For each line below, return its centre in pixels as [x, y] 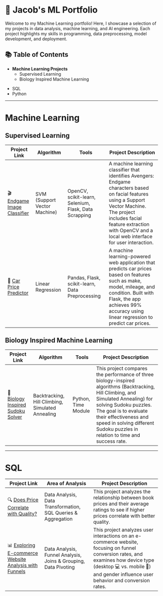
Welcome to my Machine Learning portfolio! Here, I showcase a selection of [81, 23]
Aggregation [58, 519]
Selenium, [79, 203]
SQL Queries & [61, 513]
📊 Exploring [21, 545]
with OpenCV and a [131, 230]
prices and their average [121, 503]
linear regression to [131, 317]
